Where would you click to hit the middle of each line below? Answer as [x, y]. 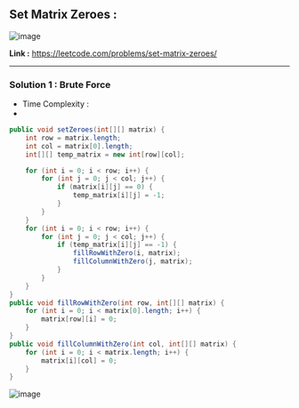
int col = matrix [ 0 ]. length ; [79, 146]
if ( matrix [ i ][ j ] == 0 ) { [105, 187]
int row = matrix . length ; [73, 138]
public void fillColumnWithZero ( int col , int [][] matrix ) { [123, 344]
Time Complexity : [56, 104]
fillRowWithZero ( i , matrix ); [126, 253]
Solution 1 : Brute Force [60, 84]
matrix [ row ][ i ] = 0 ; [79, 319]
